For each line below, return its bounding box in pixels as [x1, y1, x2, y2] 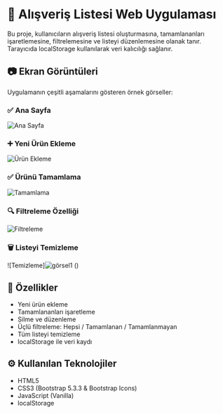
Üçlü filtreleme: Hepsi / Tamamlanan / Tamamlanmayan [17, 323, 177, 331]
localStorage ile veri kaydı [17, 338, 93, 346]
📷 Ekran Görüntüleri [7, 66, 98, 78]
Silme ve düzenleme [17, 315, 76, 323]
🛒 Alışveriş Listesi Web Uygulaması [7, 6, 217, 22]
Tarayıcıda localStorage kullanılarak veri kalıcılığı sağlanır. [7, 44, 173, 53]
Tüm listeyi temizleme [17, 330, 81, 339]
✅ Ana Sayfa [7, 105, 51, 115]
